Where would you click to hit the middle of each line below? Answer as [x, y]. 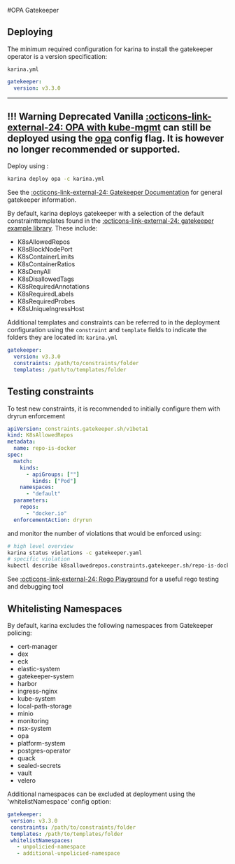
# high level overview [40, 546]
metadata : [22, 442]
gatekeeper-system [45, 676]
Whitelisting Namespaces [65, 609]
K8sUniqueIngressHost [51, 309]
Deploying [30, 32]
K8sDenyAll [34, 272]
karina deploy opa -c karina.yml [56, 179]
